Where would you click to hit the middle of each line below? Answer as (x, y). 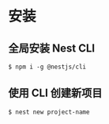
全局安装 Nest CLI (52, 48)
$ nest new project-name (49, 112)
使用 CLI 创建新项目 (55, 93)
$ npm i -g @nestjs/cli (47, 67)
